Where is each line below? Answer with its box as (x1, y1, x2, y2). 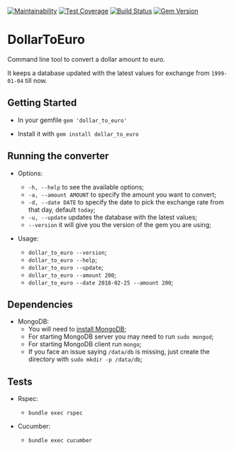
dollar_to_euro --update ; (28, 263, 104, 271)
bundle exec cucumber (28, 437, 92, 444)
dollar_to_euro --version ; (28, 248, 107, 256)
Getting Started (7, 97, 77, 109)
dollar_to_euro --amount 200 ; (28, 270, 117, 279)
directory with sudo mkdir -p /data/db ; (28, 355, 143, 363)
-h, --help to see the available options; (28, 182, 144, 191)
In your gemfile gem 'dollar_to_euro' (17, 116, 128, 124)
